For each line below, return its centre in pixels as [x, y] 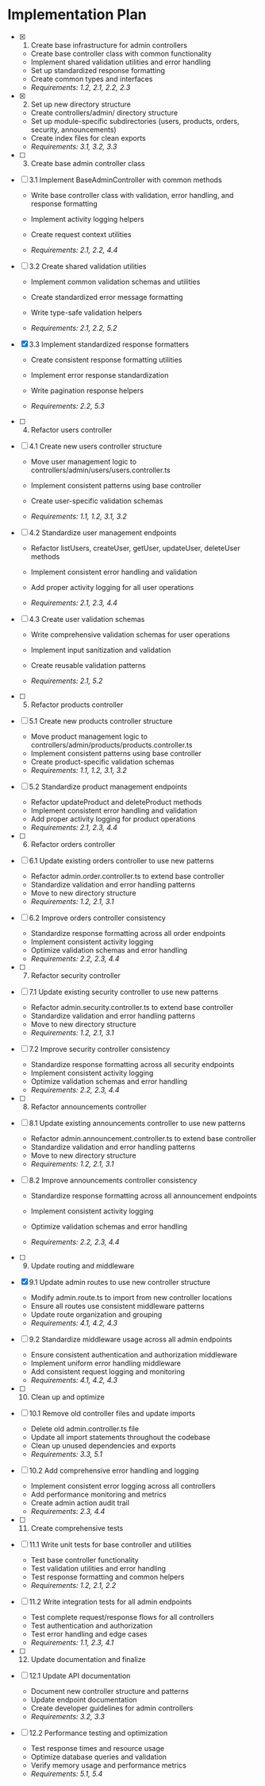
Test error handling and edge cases [89, 1634]
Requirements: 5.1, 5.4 [67, 1773]
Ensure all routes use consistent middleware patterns [117, 1306]
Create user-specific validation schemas [97, 501]
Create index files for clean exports [88, 138]
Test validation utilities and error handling [98, 1568]
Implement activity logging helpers [87, 219]
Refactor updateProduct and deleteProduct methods [116, 802]
